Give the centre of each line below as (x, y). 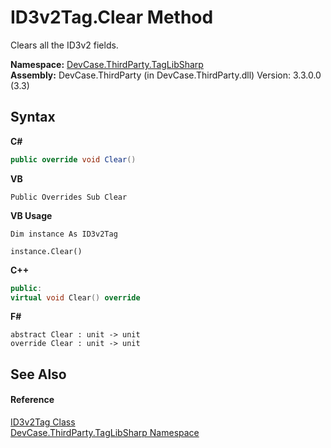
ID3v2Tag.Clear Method (112, 17)
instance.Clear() (46, 251)
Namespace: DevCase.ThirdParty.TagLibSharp (107, 64)
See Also (38, 374)
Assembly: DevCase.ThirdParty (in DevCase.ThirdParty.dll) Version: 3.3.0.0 (166, 75)
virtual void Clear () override (75, 297)
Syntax (33, 117)
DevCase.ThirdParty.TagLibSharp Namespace (105, 432)
